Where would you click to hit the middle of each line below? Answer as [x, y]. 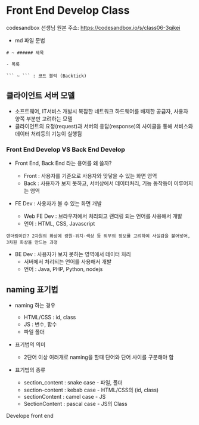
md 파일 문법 [30, 40]
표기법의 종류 [30, 369]
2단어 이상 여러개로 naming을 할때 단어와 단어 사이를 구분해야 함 [99, 357]
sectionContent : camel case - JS [65, 396]
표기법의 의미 [30, 344]
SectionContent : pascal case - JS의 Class [75, 404]
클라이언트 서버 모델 [41, 96]
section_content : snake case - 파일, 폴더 [73, 382]
